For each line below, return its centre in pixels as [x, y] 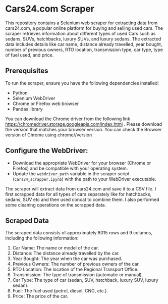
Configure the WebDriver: [47, 151]
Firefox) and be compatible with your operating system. [70, 168]
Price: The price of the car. [40, 296]
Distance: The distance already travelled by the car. [66, 254]
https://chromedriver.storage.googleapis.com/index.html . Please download [84, 124]
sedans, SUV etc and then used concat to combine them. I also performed [82, 199]
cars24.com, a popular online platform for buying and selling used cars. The [84, 28]
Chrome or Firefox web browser [46, 104]
